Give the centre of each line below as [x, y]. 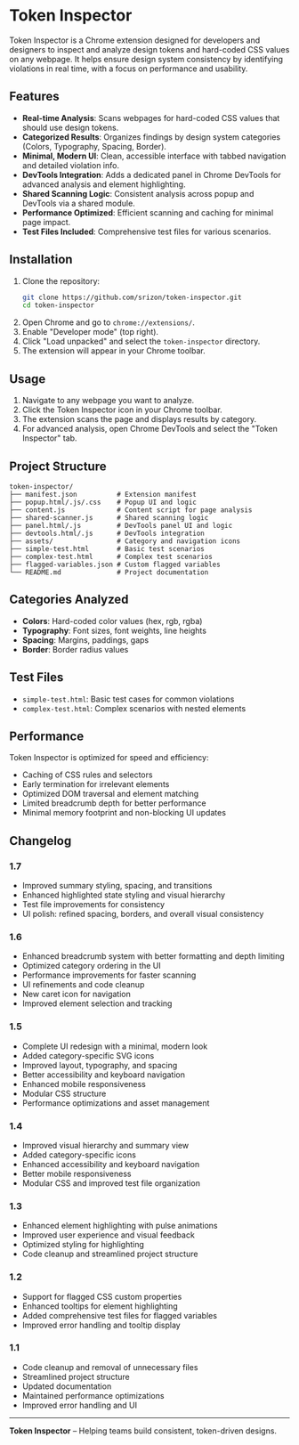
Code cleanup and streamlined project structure [110, 1254]
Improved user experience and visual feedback [109, 1235]
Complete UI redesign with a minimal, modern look [115, 1046]
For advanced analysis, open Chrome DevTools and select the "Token [150, 429]
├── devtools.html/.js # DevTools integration [107, 533]
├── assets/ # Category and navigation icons [125, 541]
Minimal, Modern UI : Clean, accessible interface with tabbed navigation [154, 156]
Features [34, 97]
